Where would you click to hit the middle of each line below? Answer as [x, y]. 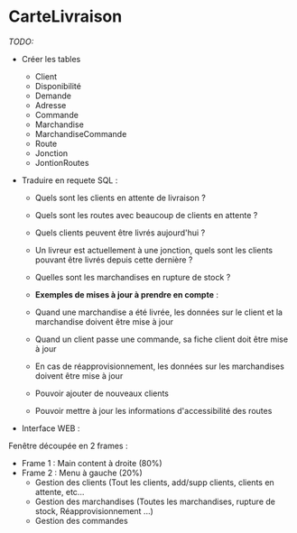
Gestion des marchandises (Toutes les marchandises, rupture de [155, 501]
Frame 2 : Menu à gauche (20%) [82, 473]
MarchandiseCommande [81, 133]
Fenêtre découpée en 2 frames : [68, 446]
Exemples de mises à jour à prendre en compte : [126, 294]
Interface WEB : [51, 428]
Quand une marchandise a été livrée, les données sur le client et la [159, 312]
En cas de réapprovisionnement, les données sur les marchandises [160, 366]
